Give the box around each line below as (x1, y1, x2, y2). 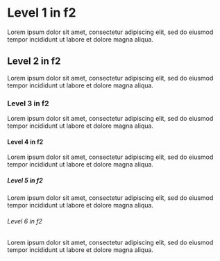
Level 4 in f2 (7, 137, 44, 146)
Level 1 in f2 (7, 5, 76, 21)
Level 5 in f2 (7, 176, 43, 185)
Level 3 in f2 (7, 99, 50, 108)
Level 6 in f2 (7, 217, 43, 225)
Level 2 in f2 (7, 56, 61, 67)
